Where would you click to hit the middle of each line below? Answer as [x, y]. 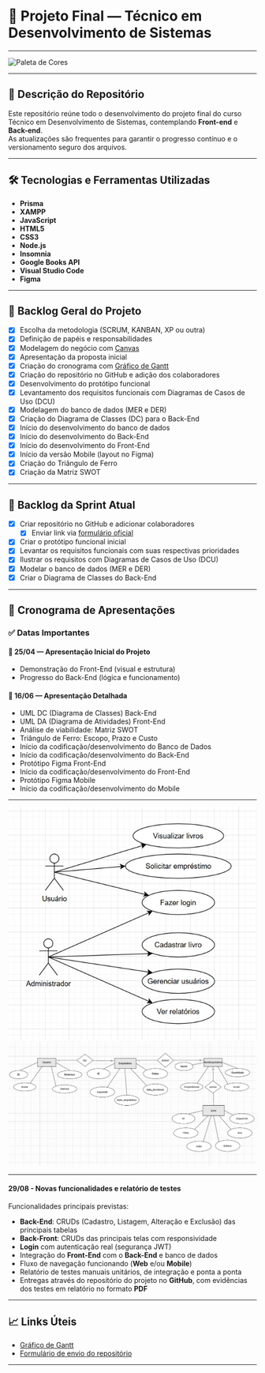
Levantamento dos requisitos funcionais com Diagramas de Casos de [132, 392]
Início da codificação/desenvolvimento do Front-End [105, 772]
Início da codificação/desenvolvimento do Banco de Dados [115, 747]
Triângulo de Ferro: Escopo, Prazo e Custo [88, 739]
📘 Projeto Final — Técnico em [105, 16]
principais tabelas [49, 1230]
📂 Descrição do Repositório [76, 94]
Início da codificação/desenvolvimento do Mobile [99, 788]
